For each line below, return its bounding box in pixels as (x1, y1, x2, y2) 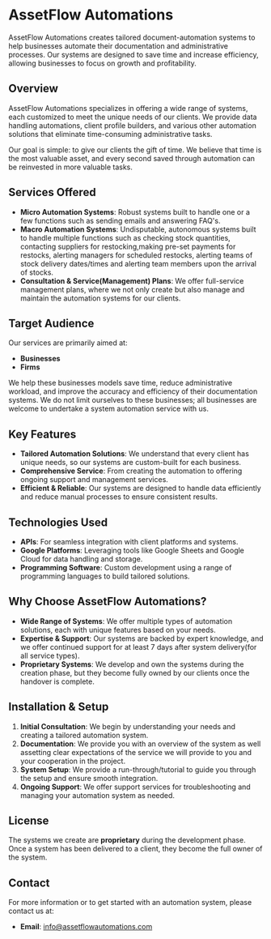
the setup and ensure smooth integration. (19, 773, 159, 783)
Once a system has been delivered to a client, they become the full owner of (8, 844, 263, 854)
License (8, 814, 49, 828)
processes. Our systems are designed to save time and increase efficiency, (8, 49, 259, 59)
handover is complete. (19, 677, 95, 686)
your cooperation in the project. (19, 756, 126, 766)
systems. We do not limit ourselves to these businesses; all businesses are (8, 395, 257, 405)
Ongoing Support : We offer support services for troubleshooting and (19, 782, 251, 792)
